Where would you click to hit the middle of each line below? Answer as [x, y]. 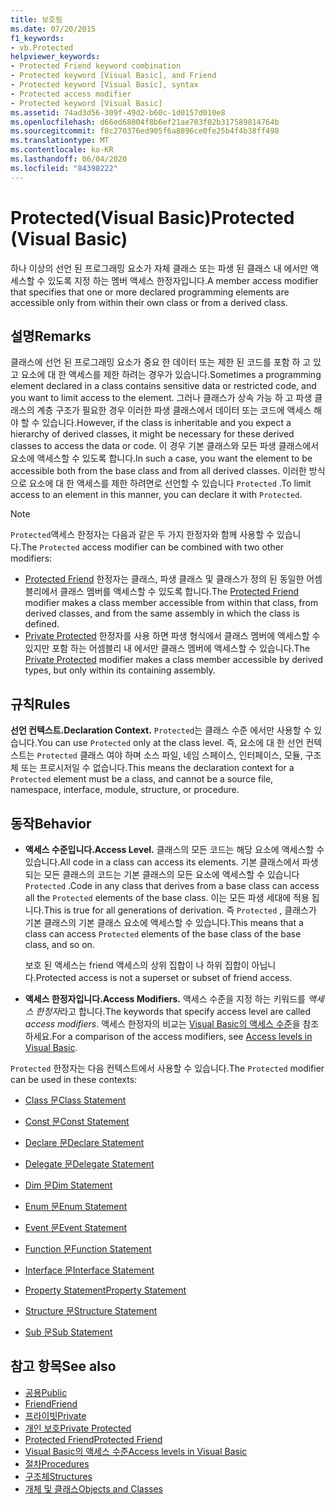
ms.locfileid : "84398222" [64, 168]
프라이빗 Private [55, 1415]
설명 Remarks [51, 336]
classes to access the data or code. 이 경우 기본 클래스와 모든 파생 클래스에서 [165, 446]
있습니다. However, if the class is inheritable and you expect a [166, 423]
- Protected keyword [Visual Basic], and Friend [113, 76]
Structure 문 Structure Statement [91, 1310]
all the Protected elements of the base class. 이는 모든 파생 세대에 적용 [167, 897]
